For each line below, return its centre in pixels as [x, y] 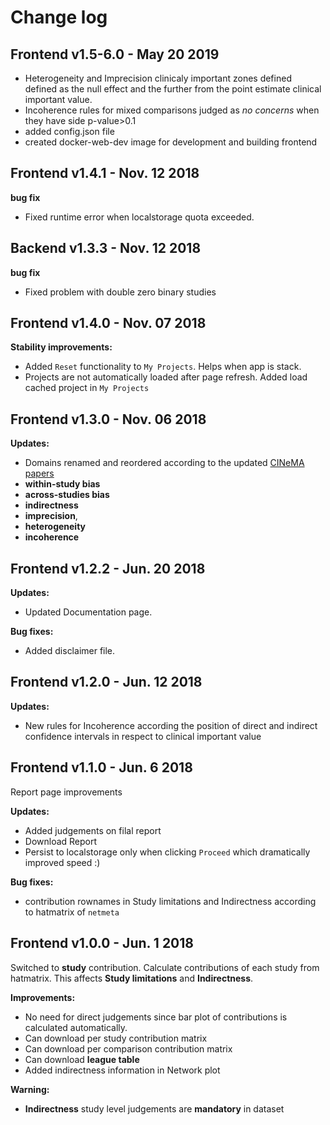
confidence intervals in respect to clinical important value [143, 736]
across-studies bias [67, 495]
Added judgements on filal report [93, 830]
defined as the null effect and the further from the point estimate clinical [173, 89]
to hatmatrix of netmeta [72, 912]
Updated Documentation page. [88, 612]
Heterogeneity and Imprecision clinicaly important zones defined [158, 78]
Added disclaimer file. [70, 651]
